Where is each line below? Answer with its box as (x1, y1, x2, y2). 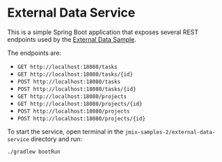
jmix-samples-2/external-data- (125, 129, 216, 136)
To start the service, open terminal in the (7, 127, 124, 136)
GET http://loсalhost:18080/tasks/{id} (17, 71, 134, 78)
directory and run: (31, 134, 82, 143)
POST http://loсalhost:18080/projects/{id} (17, 115, 146, 122)
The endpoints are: (7, 49, 61, 57)
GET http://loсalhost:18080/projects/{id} (17, 100, 143, 107)
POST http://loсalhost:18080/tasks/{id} (17, 86, 136, 92)
